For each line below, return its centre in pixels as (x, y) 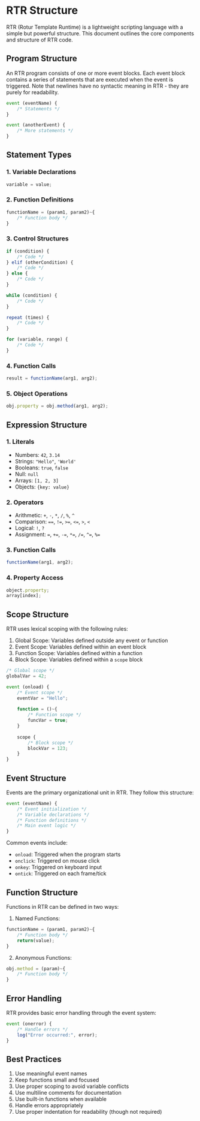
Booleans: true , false (42, 468)
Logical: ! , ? (30, 528)
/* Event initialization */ (52, 809)
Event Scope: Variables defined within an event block (81, 647)
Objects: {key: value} (42, 487)
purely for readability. (33, 92)
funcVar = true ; (48, 721)
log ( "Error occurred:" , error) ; (57, 1035)
